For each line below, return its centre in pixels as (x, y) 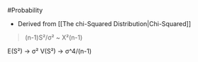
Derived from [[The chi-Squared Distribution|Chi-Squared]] (104, 24)
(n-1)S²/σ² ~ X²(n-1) (54, 37)
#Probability (25, 10)
